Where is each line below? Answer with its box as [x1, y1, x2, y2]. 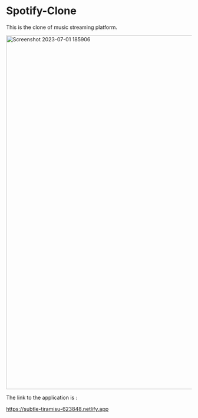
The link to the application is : [6, 394, 78, 401]
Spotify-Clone [6, 4, 77, 18]
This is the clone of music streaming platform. [6, 24, 118, 31]
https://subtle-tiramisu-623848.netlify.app [6, 405, 109, 412]
